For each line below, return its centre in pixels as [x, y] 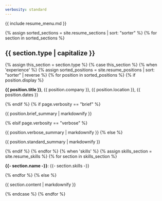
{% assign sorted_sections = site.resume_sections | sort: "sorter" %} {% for [81, 33]
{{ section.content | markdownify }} [41, 184]
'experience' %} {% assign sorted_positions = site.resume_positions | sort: [80, 70]
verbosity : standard [26, 9]
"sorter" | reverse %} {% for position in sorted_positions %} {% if [70, 75]
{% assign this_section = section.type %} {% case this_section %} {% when [81, 65]
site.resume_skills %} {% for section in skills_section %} [61, 156]
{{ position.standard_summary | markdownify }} [53, 142]
